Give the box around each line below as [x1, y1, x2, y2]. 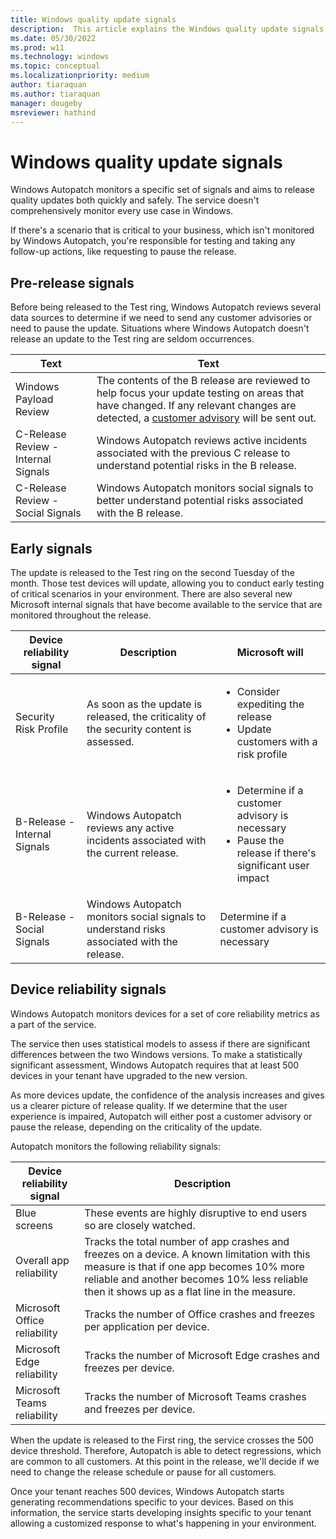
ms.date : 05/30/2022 [10, 33, 97, 43]
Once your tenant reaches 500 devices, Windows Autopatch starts [10, 1485, 285, 1497]
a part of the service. [10, 1018, 97, 1030]
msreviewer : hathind [10, 107, 97, 118]
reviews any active [86, 821, 175, 835]
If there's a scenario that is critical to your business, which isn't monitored [10, 224, 315, 236]
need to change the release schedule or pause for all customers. [10, 1466, 277, 1478]
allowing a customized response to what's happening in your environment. [10, 1517, 317, 1529]
